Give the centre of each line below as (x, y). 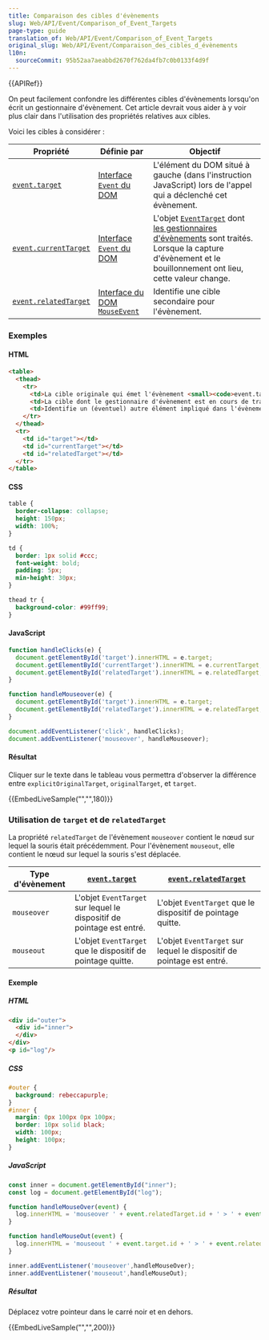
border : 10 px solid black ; (60, 1125)
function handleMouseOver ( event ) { (68, 1207)
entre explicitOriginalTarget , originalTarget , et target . (102, 783)
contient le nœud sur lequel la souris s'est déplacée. (95, 854)
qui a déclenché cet (190, 195)
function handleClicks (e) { (55, 650)
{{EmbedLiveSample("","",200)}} (62, 1327)
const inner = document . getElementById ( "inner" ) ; (93, 1185)
